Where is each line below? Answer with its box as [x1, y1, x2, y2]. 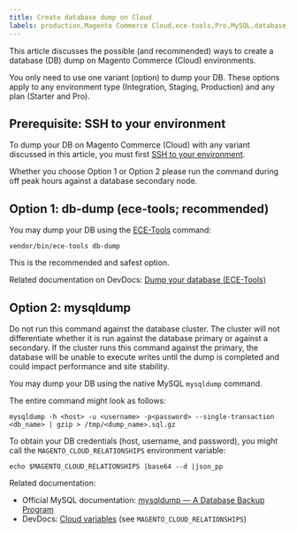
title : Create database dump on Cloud [9, 12, 152, 22]
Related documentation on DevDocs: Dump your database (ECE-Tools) [9, 275, 267, 286]
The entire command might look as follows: [9, 395, 166, 406]
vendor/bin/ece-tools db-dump [9, 242, 121, 251]
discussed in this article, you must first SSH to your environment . [9, 149, 246, 160]
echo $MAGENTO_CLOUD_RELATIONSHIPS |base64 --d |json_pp [9, 461, 224, 471]
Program [21, 504, 55, 514]
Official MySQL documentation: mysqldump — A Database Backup [21, 494, 265, 505]
